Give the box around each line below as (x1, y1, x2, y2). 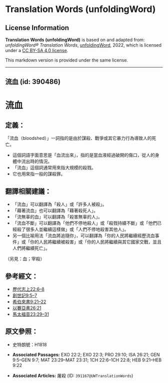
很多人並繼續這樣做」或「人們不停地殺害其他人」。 (25, 227, 129, 233)
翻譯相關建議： (5, 187, 51, 196)
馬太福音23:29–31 (12, 311, 49, 317)
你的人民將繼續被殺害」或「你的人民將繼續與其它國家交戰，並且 (29, 239, 161, 245)
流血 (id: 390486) (5, 78, 61, 86)
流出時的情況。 (21, 158, 52, 164)
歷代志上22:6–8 (12, 286, 45, 292)
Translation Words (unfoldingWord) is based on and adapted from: (5, 37, 145, 43)
